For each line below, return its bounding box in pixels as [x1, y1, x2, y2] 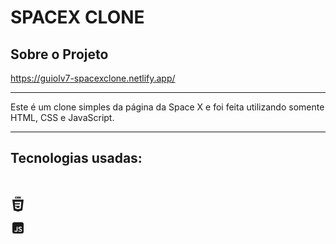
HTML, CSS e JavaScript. [10, 112, 115, 123]
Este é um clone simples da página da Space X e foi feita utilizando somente [10, 101, 325, 113]
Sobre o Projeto [10, 46, 109, 63]
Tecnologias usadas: [10, 150, 143, 167]
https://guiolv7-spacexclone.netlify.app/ [10, 72, 176, 84]
